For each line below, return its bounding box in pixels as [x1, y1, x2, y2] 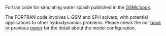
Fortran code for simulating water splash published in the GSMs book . [5, 5, 151, 10]
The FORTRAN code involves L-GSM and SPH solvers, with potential [5, 14, 148, 20]
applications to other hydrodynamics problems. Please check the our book [5, 20, 161, 25]
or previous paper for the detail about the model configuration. [5, 25, 136, 31]
